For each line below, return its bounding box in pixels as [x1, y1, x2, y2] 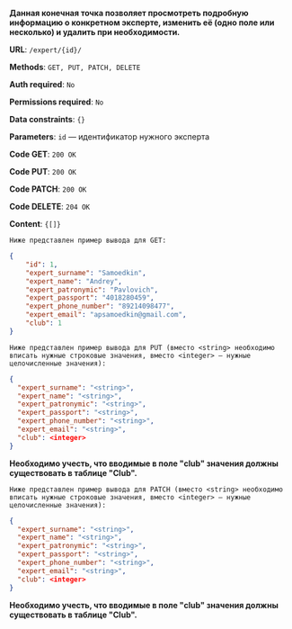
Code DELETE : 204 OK [9, 202, 91, 211]
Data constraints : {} [9, 114, 85, 124]
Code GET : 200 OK [9, 148, 76, 159]
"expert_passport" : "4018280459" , [25, 293, 155, 302]
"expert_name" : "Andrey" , [25, 276, 123, 286]
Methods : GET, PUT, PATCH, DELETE [9, 62, 141, 72]
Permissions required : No [9, 96, 104, 107]
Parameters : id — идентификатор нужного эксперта [9, 131, 210, 142]
